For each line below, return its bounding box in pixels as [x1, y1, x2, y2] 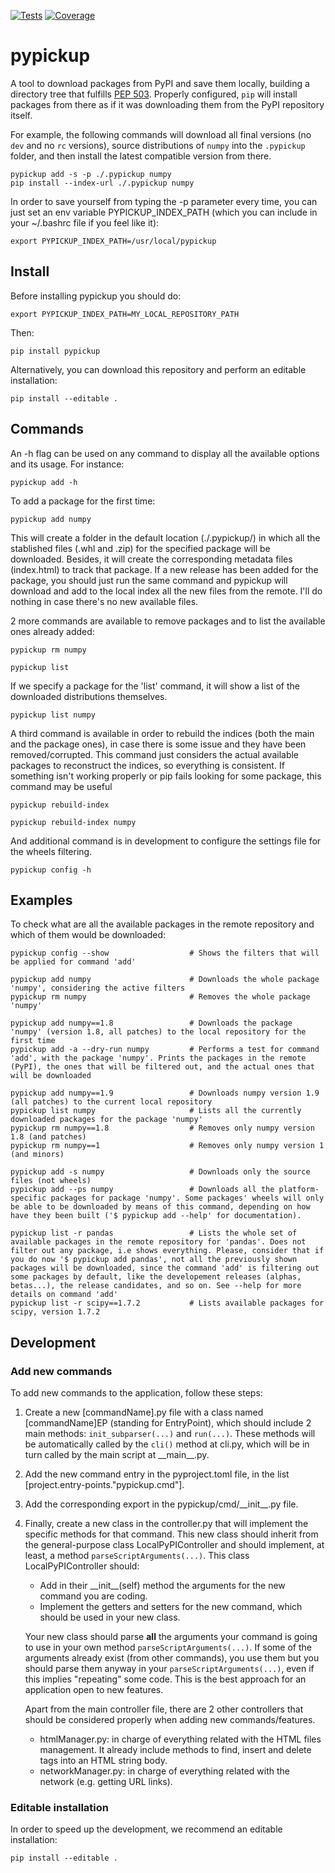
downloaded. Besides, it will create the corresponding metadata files [10, 553, 293, 565]
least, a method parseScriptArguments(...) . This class [24, 1550, 250, 1562]
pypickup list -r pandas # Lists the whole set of [10, 1228, 298, 1239]
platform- [278, 1185, 320, 1195]
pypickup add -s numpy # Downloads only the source [10, 1167, 311, 1177]
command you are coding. [39, 1590, 148, 1602]
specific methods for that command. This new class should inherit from [24, 1528, 319, 1540]
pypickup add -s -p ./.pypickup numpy [10, 169, 172, 179]
